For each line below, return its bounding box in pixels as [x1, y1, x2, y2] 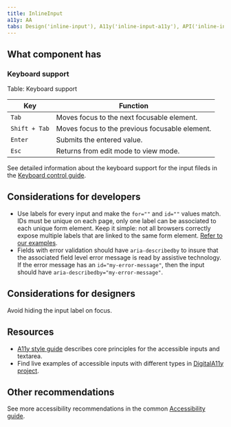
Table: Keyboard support [7, 85, 78, 93]
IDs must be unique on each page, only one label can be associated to [16, 216, 217, 225]
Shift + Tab [10, 125, 50, 133]
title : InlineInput [7, 10, 63, 17]
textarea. [16, 352, 43, 360]
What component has [7, 48, 102, 60]
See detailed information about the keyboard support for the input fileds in [7, 164, 218, 172]
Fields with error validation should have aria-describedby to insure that [16, 246, 219, 254]
